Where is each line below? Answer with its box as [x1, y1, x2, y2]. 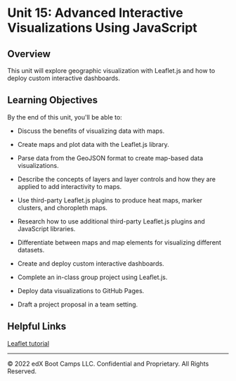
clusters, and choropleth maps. [17, 203, 107, 212]
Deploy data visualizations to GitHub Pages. [17, 286, 145, 295]
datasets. [17, 245, 45, 254]
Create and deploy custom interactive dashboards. [17, 259, 164, 268]
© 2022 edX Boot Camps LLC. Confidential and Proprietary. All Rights [7, 359, 209, 368]
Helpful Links [7, 321, 67, 332]
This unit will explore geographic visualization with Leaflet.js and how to [7, 67, 216, 75]
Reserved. [7, 367, 37, 375]
